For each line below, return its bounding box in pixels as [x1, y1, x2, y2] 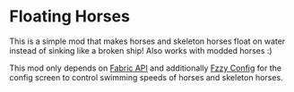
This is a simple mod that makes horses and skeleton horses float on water [9, 36, 286, 46]
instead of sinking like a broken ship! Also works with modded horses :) [9, 45, 272, 55]
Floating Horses [9, 6, 130, 27]
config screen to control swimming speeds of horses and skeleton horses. [9, 71, 284, 82]
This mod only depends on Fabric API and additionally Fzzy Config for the [9, 63, 282, 73]
